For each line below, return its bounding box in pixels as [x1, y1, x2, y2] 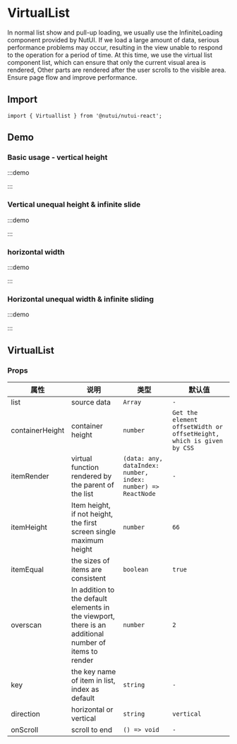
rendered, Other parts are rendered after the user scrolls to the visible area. [7, 66, 226, 74]
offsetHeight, [172, 430, 220, 438]
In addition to [71, 585, 115, 595]
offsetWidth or [172, 423, 224, 431]
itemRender [11, 471, 49, 481]
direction [11, 709, 41, 719]
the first [71, 518, 97, 528]
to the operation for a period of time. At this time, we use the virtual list [7, 51, 213, 59]
